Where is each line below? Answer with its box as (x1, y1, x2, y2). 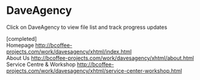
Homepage (6, 42, 35, 49)
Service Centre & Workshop (6, 61, 76, 68)
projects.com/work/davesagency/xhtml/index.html (6, 48, 132, 55)
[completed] (6, 35, 38, 42)
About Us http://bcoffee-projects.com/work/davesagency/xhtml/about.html (6, 54, 194, 61)
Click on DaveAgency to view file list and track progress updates (6, 23, 168, 31)
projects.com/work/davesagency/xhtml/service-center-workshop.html (6, 67, 182, 74)
